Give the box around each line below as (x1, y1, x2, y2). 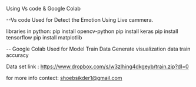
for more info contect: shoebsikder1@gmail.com (6, 75, 122, 81)
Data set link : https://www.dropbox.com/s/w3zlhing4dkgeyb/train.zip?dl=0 (6, 63, 190, 70)
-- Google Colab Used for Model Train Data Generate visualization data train (6, 45, 191, 52)
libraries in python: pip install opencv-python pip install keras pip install (6, 28, 178, 35)
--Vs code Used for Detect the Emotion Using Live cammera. (6, 16, 154, 23)
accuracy (6, 52, 29, 58)
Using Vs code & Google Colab (6, 5, 81, 12)
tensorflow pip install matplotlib (6, 34, 82, 41)
